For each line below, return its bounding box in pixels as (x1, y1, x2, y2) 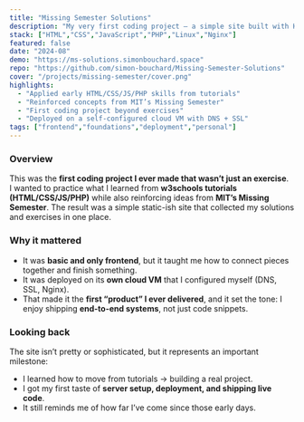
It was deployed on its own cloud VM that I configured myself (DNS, (22, 273, 278, 285)
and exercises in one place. (9, 212, 111, 223)
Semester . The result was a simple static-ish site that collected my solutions (9, 202, 295, 213)
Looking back (9, 325, 71, 338)
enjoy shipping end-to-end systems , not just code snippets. (22, 302, 249, 313)
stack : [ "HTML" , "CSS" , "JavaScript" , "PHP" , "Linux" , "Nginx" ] (9, 30, 237, 39)
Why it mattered (9, 235, 82, 247)
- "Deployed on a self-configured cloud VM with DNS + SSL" (17, 114, 249, 123)
